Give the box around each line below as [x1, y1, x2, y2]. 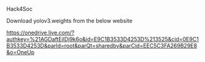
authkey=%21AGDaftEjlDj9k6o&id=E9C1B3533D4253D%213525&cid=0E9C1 [6, 36, 199, 42]
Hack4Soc [6, 6, 33, 12]
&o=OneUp [6, 48, 35, 56]
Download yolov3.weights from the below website [6, 17, 133, 24]
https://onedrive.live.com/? [6, 29, 75, 36]
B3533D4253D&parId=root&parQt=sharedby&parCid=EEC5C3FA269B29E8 [6, 42, 198, 49]
